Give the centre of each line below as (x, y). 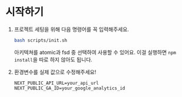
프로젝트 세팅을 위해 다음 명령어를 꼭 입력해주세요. (71, 29)
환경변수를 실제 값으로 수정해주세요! (55, 72)
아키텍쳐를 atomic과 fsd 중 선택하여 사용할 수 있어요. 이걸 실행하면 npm (95, 52)
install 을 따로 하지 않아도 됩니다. (53, 60)
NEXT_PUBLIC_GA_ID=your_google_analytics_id (70, 88)
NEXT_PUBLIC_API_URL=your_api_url (56, 83)
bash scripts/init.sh (40, 40)
